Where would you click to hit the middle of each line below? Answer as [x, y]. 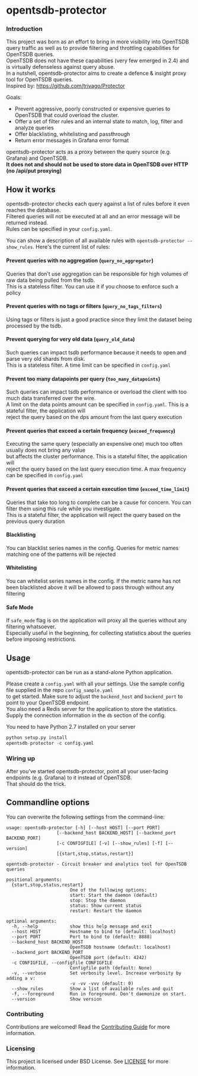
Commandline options [48, 803]
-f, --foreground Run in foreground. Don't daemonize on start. [99, 994]
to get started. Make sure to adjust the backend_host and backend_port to [95, 696]
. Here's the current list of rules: [71, 247]
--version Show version [57, 999]
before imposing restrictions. [41, 639]
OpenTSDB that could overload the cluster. [67, 115]
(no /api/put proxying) [34, 171]
